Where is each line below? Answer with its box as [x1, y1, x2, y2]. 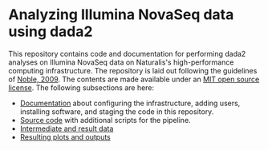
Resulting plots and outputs [19, 132, 111, 141]
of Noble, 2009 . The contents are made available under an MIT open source [8, 74, 260, 84]
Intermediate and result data [19, 124, 114, 133]
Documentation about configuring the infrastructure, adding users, [19, 98, 241, 108]
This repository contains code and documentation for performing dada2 [8, 49, 246, 58]
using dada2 [8, 22, 93, 41]
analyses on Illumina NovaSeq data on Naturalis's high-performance [8, 57, 234, 67]
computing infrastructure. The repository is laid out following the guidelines [8, 65, 258, 75]
